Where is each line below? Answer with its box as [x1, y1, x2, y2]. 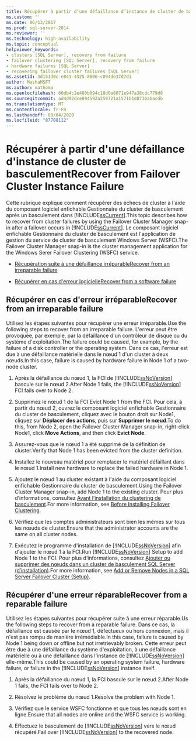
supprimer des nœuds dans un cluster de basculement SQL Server [14, 560, 176, 568]
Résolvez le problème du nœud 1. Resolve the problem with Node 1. [14, 693, 175, 700]
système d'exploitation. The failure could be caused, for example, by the [6, 338, 178, 345]
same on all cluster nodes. [14, 530, 78, 537]
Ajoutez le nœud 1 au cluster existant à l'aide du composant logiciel [14, 475, 177, 483]
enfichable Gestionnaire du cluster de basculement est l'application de [6, 231, 176, 238]
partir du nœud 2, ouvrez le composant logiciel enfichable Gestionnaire [14, 404, 186, 411]
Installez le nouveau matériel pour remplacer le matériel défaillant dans [14, 458, 185, 465]
